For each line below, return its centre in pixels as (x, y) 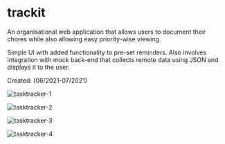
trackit (27, 13)
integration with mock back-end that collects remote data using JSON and (113, 59)
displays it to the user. (39, 67)
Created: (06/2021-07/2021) (47, 80)
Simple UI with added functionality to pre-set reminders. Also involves (107, 52)
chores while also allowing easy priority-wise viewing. (84, 39)
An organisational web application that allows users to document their (107, 32)
